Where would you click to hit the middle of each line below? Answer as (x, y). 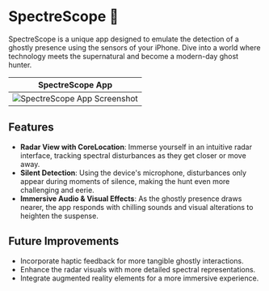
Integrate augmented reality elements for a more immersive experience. (139, 278)
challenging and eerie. (57, 190)
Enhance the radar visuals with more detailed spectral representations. (138, 269)
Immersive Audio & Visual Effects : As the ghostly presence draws (131, 199)
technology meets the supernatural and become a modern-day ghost (124, 56)
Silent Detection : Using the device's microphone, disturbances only (133, 173)
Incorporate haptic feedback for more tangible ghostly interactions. (132, 261)
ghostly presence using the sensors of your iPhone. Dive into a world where (134, 47)
